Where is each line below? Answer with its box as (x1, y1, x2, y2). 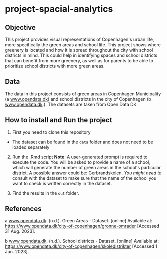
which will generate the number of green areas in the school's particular (12, 164, 161, 170)
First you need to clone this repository (12, 129, 91, 135)
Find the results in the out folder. (12, 190, 80, 196)
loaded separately (12, 144, 50, 150)
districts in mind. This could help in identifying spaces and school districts (5, 52, 158, 58)
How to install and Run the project (5, 116, 112, 124)
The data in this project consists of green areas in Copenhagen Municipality (5, 91, 161, 97)
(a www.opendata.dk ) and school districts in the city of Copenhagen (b (5, 96, 151, 102)
